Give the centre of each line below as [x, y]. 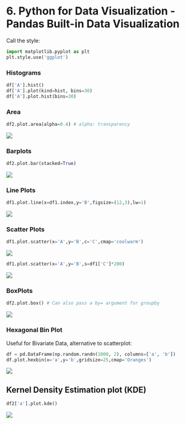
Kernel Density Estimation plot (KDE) [76, 390]
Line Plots [21, 190]
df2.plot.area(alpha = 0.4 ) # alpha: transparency [68, 124]
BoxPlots [20, 291]
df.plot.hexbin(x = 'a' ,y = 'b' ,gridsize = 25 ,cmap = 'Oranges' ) [79, 360]
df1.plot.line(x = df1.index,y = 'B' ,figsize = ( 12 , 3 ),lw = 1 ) [76, 203]
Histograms [24, 72]
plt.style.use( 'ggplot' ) [37, 57]
